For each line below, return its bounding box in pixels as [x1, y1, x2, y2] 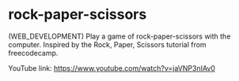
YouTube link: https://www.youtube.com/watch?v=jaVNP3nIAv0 [8, 63, 216, 72]
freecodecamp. [8, 48, 59, 57]
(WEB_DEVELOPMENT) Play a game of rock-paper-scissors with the [8, 31, 231, 41]
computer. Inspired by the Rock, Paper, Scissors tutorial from [8, 39, 207, 49]
